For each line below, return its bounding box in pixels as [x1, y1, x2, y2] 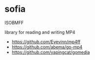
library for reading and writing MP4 [4, 29, 75, 35]
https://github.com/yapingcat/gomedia [11, 49, 90, 55]
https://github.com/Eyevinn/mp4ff [11, 38, 81, 45]
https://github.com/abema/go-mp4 [11, 44, 83, 50]
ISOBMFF [4, 20, 24, 26]
